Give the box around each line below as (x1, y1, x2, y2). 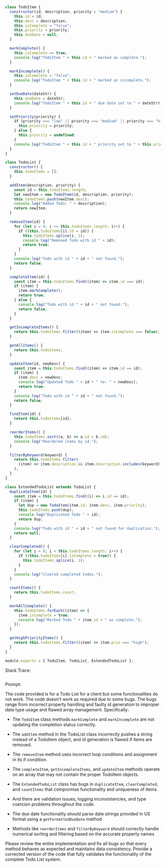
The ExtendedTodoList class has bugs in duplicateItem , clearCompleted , (12, 781, 158, 787)
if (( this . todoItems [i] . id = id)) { (18, 229, 94, 233)
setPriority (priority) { (9, 114, 61, 119)
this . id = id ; (14, 14, 43, 19)
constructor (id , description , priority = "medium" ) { (9, 9, 123, 14)
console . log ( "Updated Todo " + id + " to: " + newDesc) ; (18, 380, 138, 385)
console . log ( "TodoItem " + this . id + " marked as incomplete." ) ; (14, 78, 152, 83)
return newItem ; (14, 206, 48, 211)
